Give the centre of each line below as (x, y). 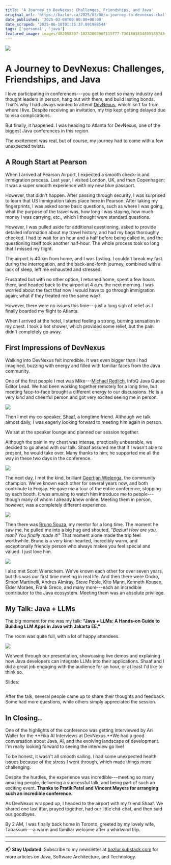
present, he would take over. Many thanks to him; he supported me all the (82, 452)
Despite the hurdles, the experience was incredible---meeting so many (80, 777)
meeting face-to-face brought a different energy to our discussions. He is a (84, 392)
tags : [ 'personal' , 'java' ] (35, 29)
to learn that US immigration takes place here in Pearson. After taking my (82, 200)
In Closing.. (24, 718)
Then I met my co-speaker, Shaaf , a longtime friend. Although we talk (78, 417)
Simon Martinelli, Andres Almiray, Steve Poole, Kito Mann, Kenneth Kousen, (84, 582)
